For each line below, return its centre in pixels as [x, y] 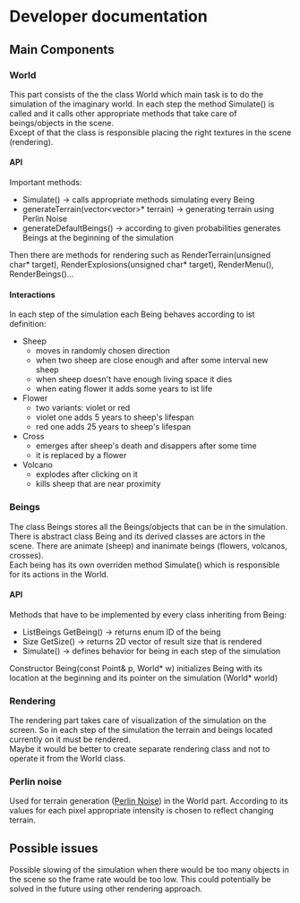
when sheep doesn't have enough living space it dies [134, 379]
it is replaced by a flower [81, 456]
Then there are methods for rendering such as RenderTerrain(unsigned [140, 255]
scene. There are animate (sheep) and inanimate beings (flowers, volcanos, [149, 545]
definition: [28, 324]
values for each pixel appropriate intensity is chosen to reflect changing [142, 811]
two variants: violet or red [83, 408]
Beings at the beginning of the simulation [98, 238]
